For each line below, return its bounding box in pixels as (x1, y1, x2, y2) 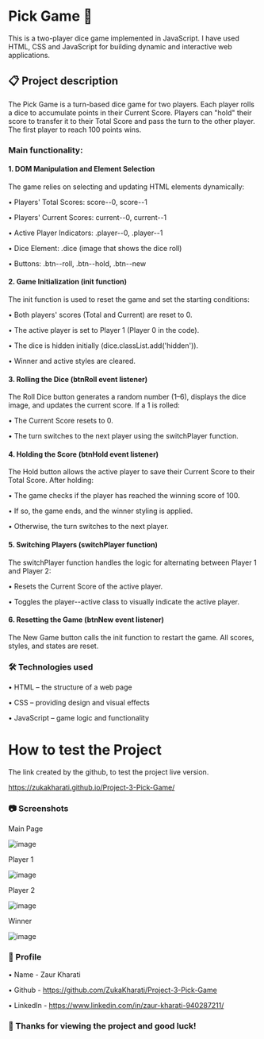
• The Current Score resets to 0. (8, 416, 113, 426)
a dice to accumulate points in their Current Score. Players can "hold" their (8, 107, 252, 118)
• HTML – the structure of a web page (8, 682, 132, 692)
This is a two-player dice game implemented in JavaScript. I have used (8, 33, 239, 43)
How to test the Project (8, 741, 163, 759)
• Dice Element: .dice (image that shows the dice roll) (8, 243, 182, 253)
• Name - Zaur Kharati (8, 969, 81, 979)
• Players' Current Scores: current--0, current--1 (8, 212, 167, 222)
